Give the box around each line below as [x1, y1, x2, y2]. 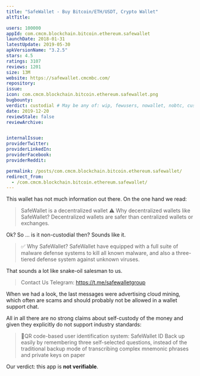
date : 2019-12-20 [6, 108, 49, 114]
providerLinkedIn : [6, 147, 52, 153]
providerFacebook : [6, 152, 52, 158]
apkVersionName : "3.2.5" [6, 47, 68, 54]
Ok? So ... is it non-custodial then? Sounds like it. [6, 231, 126, 238]
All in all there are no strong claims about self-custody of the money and [6, 315, 183, 322]
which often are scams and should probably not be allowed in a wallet [6, 297, 177, 304]
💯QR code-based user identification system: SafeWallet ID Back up [20, 333, 185, 340]
